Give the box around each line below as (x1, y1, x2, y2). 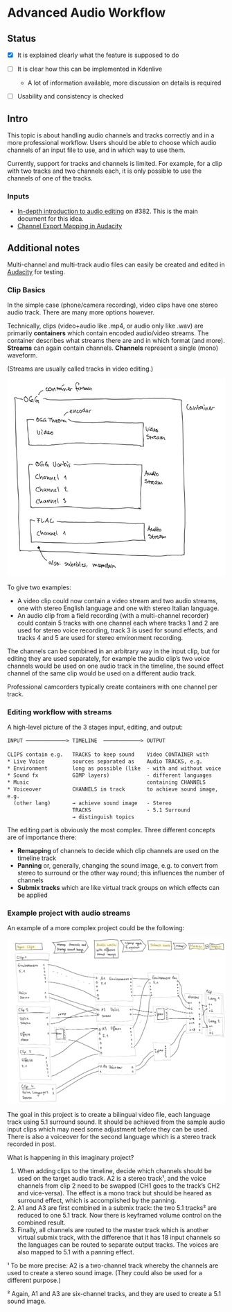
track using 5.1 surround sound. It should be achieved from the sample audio (7, 1118, 226, 1126)
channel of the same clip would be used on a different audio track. (7, 668, 197, 678)
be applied (17, 891, 48, 900)
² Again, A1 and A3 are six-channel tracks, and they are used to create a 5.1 (7, 1289, 222, 1297)
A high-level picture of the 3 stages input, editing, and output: (7, 723, 184, 732)
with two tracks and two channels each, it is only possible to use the (7, 167, 202, 175)
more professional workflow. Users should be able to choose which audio (7, 139, 217, 146)
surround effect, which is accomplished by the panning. (17, 1196, 177, 1204)
